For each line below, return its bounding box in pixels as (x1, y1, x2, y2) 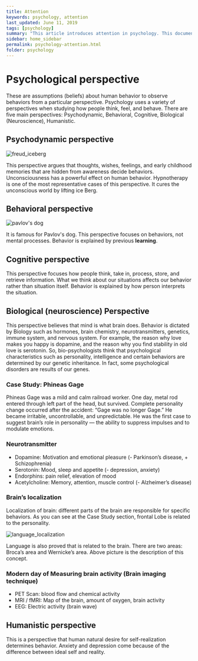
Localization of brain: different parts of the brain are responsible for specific (6, 507, 190, 514)
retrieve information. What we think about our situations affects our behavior (6, 276, 192, 284)
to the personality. (6, 519, 50, 526)
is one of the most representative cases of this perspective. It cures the (6, 180, 180, 187)
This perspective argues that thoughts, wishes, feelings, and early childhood (6, 161, 192, 169)
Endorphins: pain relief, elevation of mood (14, 472, 117, 479)
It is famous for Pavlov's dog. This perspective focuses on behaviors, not (6, 231, 184, 238)
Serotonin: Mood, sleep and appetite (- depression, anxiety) (14, 466, 160, 473)
